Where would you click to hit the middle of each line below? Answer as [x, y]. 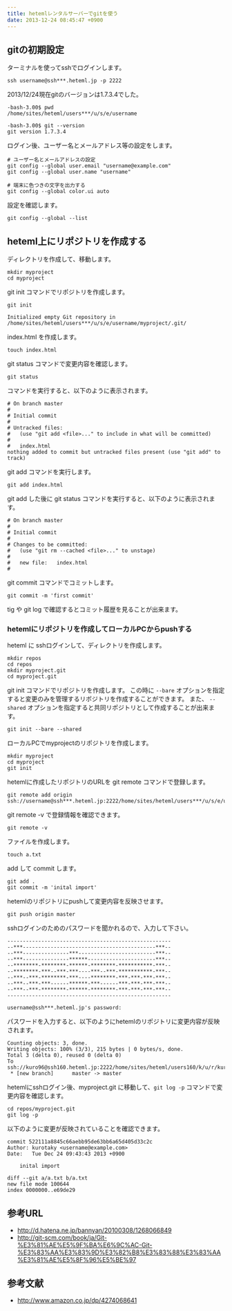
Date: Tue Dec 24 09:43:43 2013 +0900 [66, 1154]
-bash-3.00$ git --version [46, 126]
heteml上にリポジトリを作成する [77, 241]
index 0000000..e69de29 [41, 1191]
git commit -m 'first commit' [51, 596]
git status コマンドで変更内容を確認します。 [69, 364]
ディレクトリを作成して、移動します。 [61, 259]
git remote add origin [40, 795]
